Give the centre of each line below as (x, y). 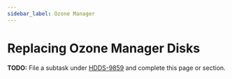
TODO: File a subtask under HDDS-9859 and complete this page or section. (116, 68)
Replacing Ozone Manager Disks (104, 48)
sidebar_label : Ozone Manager (51, 14)
